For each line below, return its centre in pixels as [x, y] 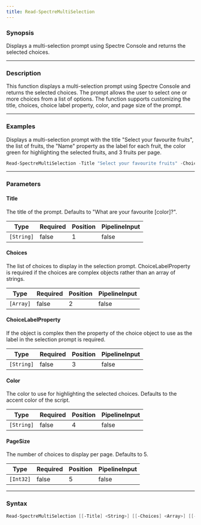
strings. [16, 278]
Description [24, 73]
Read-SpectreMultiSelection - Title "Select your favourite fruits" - [95, 163]
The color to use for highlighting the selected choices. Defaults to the [92, 394]
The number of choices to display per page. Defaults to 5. [77, 454]
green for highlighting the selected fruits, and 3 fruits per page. [84, 152]
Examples [21, 126]
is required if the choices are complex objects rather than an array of [91, 272]
